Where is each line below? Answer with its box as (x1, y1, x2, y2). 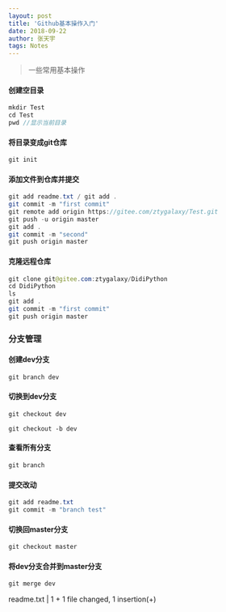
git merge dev (8, 580, 56, 588)
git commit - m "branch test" (8, 506, 107, 514)
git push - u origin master (8, 215, 99, 223)
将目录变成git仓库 (8, 137, 67, 147)
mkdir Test (8, 104, 45, 112)
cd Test (8, 111, 35, 120)
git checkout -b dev (8, 424, 78, 433)
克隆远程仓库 (8, 256, 51, 266)
